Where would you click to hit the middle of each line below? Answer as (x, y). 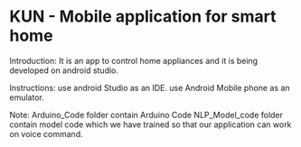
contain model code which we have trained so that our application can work (150, 124)
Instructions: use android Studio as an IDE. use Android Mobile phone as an (150, 87)
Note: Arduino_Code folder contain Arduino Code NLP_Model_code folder (146, 115)
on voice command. (46, 133)
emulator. (27, 97)
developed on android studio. (64, 70)
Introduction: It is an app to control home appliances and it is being (134, 60)
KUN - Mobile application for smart (143, 17)
